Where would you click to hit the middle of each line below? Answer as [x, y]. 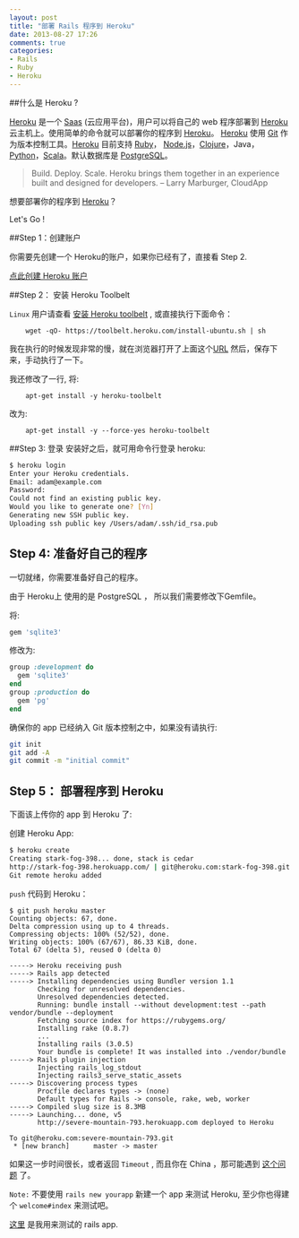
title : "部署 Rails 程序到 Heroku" [73, 26]
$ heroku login [38, 465]
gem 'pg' [34, 700]
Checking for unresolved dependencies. [111, 989]
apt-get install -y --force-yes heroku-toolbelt [118, 430]
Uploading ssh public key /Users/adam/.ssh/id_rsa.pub [114, 524]
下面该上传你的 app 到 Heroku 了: [71, 814]
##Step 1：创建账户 [45, 238]
